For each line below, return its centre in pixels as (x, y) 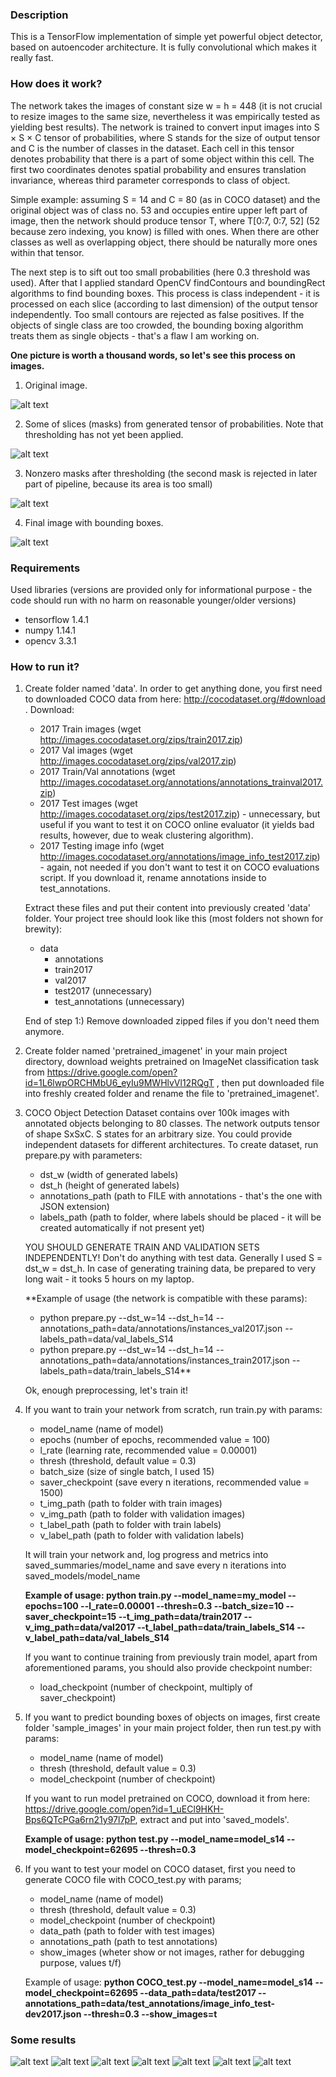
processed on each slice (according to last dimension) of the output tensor (164, 304)
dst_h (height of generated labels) (109, 1185)
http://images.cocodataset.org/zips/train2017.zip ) (141, 740)
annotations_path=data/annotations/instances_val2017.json (161, 1329)
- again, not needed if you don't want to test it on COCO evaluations (179, 867)
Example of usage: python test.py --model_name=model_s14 (154, 1839)
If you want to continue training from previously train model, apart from (171, 1657)
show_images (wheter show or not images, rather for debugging (172, 1952)
